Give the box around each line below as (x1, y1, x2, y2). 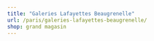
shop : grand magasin (7, 23, 67, 30)
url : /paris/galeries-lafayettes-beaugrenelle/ (7, 17, 148, 24)
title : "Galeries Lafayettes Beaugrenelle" (7, 10, 135, 17)
